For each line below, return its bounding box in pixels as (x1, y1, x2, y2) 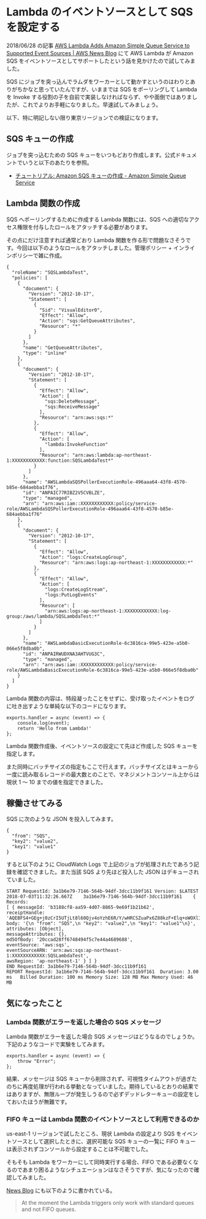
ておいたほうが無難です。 (6, 1098, 71, 1105)
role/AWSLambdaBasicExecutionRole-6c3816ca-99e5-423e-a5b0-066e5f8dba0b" (6, 667, 199, 673)
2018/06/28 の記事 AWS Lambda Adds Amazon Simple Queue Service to (6, 42, 190, 49)
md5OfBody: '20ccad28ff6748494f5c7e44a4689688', (6, 937, 133, 943)
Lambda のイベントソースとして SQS (6, 5, 193, 19)
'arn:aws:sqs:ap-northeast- (50, 948, 122, 954)
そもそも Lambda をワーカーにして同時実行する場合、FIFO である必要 (6, 1158, 183, 1166)
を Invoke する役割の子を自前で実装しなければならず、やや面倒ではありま (6, 93, 192, 101)
